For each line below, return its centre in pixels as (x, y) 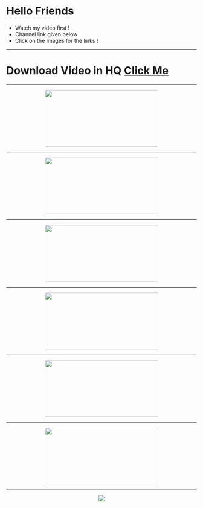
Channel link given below (46, 34)
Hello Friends (40, 11)
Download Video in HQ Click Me (88, 71)
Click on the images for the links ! (56, 40)
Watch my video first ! (42, 28)
